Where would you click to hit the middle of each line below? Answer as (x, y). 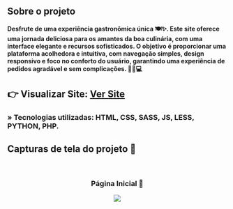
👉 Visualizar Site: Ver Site (66, 94)
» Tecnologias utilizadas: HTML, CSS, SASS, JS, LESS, (101, 118)
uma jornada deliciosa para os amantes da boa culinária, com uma (105, 38)
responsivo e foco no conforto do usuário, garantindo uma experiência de (116, 61)
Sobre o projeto (41, 11)
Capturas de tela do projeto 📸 (72, 149)
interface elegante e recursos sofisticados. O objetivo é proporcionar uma (117, 46)
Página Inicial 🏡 (117, 183)
